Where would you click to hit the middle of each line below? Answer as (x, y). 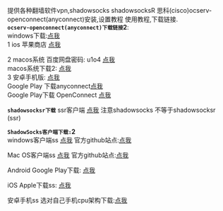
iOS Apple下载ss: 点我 (40, 185)
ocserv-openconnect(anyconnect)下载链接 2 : (68, 27)
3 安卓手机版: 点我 (34, 77)
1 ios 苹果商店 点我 (34, 44)
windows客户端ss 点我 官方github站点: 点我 (70, 140)
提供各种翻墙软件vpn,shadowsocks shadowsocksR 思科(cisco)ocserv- (110, 10)
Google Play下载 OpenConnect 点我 (59, 95)
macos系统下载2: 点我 (40, 68)
